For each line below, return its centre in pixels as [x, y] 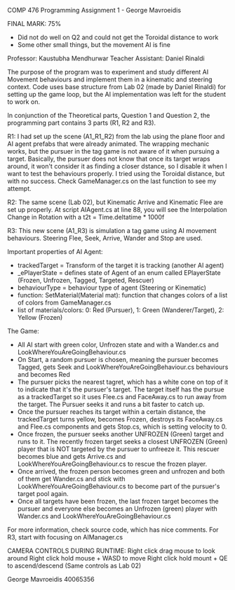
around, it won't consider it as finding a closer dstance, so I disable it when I [117, 166]
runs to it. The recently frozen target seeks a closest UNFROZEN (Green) [122, 442]
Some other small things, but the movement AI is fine [94, 45]
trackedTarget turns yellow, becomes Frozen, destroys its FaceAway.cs [120, 419]
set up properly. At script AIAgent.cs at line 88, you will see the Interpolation [117, 209]
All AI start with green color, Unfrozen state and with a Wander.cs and [118, 344]
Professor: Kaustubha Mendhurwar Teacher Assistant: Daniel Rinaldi [106, 58]
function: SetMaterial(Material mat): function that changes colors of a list [122, 295]
